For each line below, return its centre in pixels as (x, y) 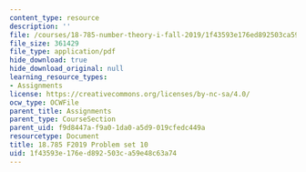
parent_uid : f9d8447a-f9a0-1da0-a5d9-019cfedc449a (107, 128)
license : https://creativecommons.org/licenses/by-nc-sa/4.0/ (130, 94)
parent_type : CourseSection (63, 119)
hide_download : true (49, 60)
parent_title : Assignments (61, 111)
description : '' (40, 26)
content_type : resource (55, 18)
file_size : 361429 (44, 43)
